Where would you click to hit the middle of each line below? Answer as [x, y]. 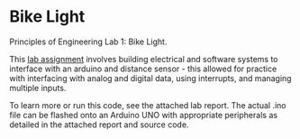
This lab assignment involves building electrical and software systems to [144, 59]
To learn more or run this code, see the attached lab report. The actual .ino [148, 105]
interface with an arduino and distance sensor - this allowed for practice [143, 69]
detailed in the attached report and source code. [99, 125]
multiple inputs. [38, 88]
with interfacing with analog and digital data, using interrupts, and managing [150, 78]
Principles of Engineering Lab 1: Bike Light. [88, 42]
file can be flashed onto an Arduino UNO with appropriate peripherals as [143, 115]
